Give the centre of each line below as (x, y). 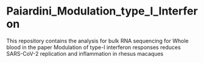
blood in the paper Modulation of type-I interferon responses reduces (93, 47)
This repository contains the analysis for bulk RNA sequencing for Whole (97, 41)
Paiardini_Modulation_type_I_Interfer (102, 11)
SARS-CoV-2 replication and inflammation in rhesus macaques (85, 53)
